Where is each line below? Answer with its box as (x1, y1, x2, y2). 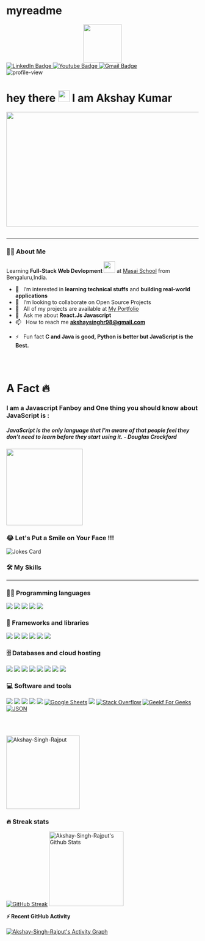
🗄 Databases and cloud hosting (6, 649, 101, 658)
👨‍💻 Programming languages (6, 589, 91, 597)
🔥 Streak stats (6, 817, 49, 826)
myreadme (6, 4, 62, 18)
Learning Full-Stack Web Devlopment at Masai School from (6, 267, 170, 275)
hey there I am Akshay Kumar (6, 91, 173, 105)
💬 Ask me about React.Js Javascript (15, 311, 112, 319)
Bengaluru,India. (6, 273, 48, 281)
